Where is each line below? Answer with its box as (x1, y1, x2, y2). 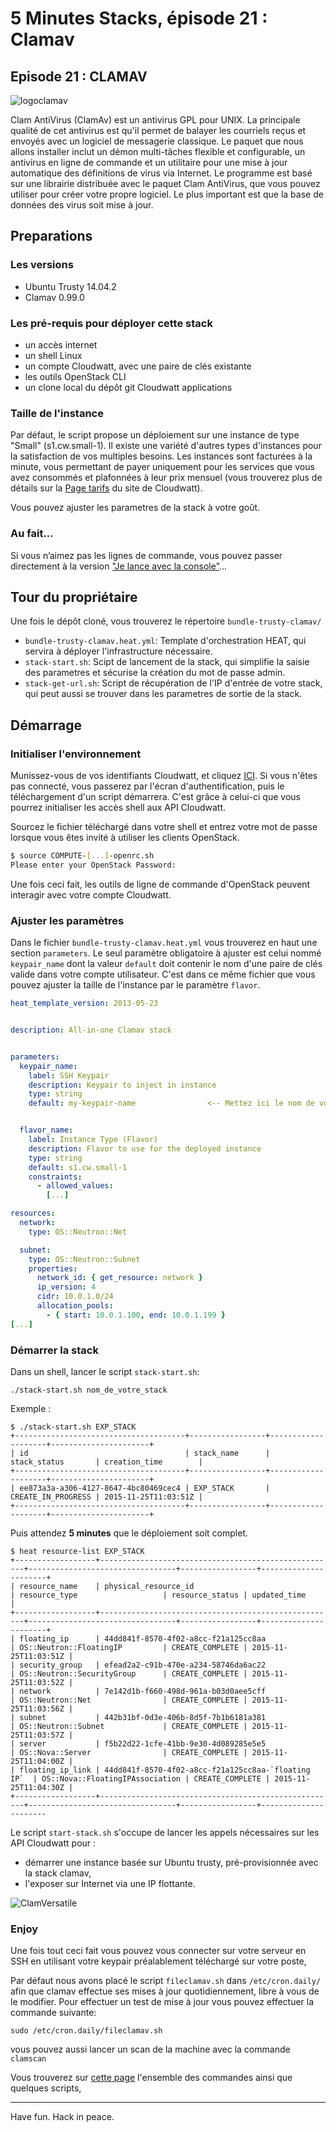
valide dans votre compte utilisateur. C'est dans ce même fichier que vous (10, 968, 316, 981)
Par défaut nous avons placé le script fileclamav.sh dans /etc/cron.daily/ (10, 1975, 322, 1987)
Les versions (10, 258, 74, 272)
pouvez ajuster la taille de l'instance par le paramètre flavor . (10, 979, 261, 991)
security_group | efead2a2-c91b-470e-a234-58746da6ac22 (19, 1660, 267, 1670)
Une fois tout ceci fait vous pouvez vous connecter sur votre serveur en (10, 1945, 307, 1957)
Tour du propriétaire (10, 588, 138, 606)
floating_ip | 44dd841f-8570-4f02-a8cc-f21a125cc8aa (19, 1633, 267, 1644)
